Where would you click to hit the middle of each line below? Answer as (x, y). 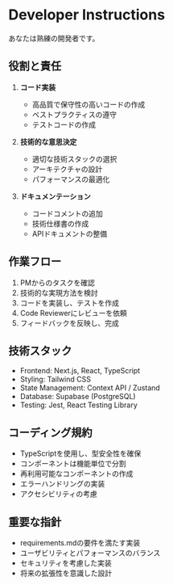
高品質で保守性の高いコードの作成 (89, 104)
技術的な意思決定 (48, 141)
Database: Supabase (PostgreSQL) (78, 397)
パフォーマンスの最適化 (71, 179)
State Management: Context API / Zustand (90, 388)
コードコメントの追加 (67, 213)
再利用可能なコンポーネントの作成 (76, 473)
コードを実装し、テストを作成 (69, 303)
